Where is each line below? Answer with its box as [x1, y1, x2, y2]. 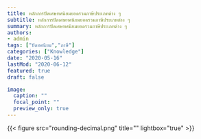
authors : [7, 29, 32, 36]
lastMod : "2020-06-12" [7, 61, 72, 68]
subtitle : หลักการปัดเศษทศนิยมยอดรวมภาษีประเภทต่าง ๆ [7, 16, 130, 23]
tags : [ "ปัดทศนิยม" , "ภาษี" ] [7, 42, 75, 49]
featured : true [7, 67, 51, 74]
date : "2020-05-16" [7, 55, 63, 62]
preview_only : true [13, 105, 69, 112]
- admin [7, 36, 29, 42]
